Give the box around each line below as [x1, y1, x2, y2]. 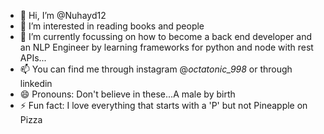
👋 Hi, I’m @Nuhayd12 [19, 10, 107, 21]
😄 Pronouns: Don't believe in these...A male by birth [19, 88, 236, 100]
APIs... [19, 52, 47, 64]
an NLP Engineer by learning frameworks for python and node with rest [19, 41, 314, 53]
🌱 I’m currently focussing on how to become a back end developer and [19, 31, 312, 42]
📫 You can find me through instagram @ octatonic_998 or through [19, 63, 293, 75]
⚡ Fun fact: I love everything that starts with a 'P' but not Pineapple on [19, 100, 308, 111]
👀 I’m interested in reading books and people [19, 20, 205, 32]
